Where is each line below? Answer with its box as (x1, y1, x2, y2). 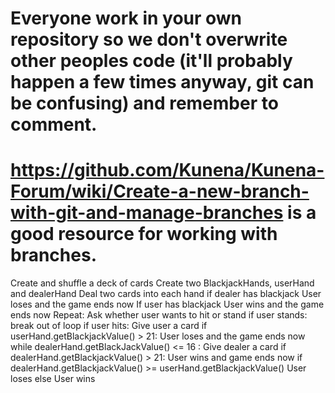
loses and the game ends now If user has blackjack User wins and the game (10, 298, 325, 311)
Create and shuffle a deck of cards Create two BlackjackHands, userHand (10, 277, 315, 289)
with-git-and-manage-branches (10, 202, 284, 224)
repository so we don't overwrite (10, 28, 288, 51)
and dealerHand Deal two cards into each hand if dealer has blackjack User (10, 288, 322, 300)
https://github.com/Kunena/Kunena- (10, 159, 325, 182)
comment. (10, 113, 98, 136)
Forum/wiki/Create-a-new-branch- (10, 180, 310, 203)
